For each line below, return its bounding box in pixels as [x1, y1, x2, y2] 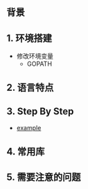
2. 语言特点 [6, 82, 54, 93]
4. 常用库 [6, 145, 45, 157]
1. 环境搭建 [6, 32, 53, 44]
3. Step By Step [6, 105, 74, 117]
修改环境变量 [16, 52, 53, 60]
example [16, 124, 42, 132]
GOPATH [26, 60, 53, 68]
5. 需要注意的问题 [6, 172, 81, 183]
